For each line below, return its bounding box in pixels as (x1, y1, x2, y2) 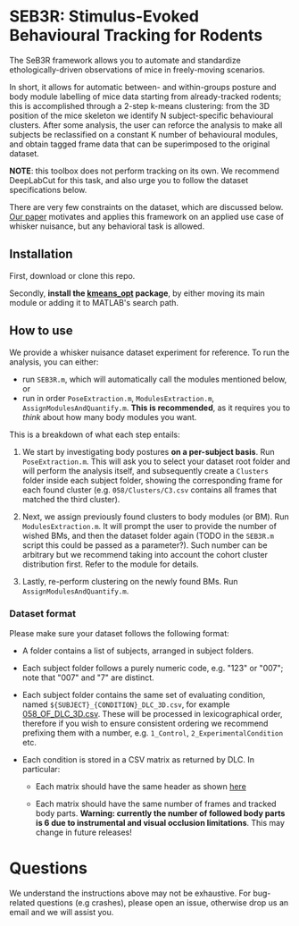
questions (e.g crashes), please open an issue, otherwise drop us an (37, 897, 289, 908)
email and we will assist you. (9, 906, 114, 917)
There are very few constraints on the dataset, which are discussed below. (9, 201, 284, 212)
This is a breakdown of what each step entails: (9, 429, 180, 440)
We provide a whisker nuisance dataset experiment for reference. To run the (9, 347, 290, 358)
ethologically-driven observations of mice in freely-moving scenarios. (9, 64, 266, 75)
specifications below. (9, 184, 87, 195)
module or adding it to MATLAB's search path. (9, 297, 179, 307)
